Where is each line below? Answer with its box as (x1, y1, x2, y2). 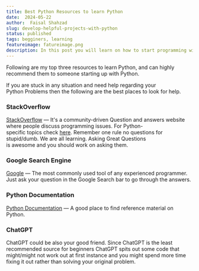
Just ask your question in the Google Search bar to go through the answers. (6, 176, 191, 183)
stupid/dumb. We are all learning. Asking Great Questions (6, 135, 146, 143)
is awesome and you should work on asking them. (6, 141, 129, 149)
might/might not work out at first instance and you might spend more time (6, 251, 187, 259)
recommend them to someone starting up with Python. (6, 70, 140, 77)
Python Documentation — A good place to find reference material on (6, 204, 174, 212)
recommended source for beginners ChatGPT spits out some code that (6, 245, 179, 253)
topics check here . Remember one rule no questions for (27, 129, 163, 136)
